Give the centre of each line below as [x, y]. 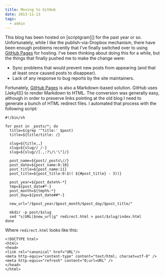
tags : [11, 19]
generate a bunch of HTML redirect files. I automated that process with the [81, 103]
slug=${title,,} [26, 144]
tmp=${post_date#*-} [30, 187]
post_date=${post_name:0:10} [39, 165]
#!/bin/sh [15, 118]
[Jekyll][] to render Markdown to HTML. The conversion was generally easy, [82, 93]
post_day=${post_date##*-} [37, 195]
